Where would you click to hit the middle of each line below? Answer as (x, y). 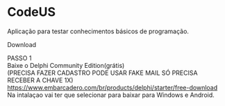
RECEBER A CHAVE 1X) (40, 80)
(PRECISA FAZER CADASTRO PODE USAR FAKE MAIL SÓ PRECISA (102, 73)
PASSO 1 (19, 58)
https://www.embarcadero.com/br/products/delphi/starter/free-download (112, 87)
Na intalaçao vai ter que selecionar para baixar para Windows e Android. (111, 95)
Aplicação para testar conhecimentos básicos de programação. (98, 31)
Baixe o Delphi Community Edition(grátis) (66, 65)
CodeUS (32, 12)
